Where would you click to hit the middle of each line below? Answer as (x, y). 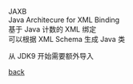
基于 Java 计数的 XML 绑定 (52, 29)
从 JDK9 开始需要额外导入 (51, 56)
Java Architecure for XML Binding (64, 20)
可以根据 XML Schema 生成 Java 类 (67, 39)
